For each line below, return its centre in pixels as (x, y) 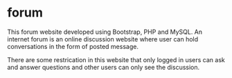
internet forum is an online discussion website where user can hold (103, 39)
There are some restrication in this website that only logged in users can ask (116, 59)
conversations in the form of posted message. (73, 46)
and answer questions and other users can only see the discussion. (104, 67)
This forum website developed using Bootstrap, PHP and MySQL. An (105, 32)
